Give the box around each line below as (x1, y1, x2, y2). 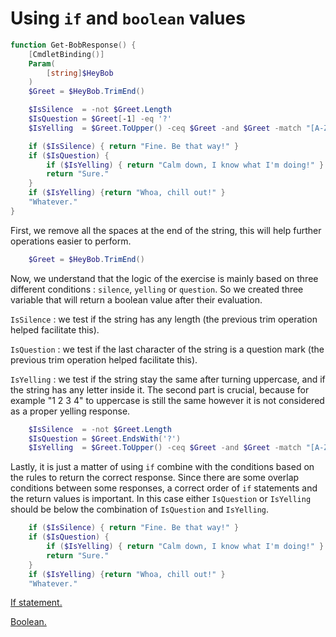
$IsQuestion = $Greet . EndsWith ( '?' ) (28, 433, 182, 444)
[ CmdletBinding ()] (28, 49, 105, 59)
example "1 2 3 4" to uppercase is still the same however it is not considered (10, 394, 325, 406)
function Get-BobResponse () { (10, 40, 137, 50)
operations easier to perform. (10, 235, 132, 247)
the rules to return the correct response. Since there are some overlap (10, 472, 300, 484)
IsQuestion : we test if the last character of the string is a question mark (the (10, 343, 325, 355)
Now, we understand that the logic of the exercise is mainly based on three (10, 272, 319, 284)
